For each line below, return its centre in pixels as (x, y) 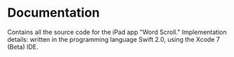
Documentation (54, 13)
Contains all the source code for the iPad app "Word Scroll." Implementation (117, 32)
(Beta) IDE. (23, 47)
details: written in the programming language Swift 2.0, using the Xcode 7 (113, 39)
